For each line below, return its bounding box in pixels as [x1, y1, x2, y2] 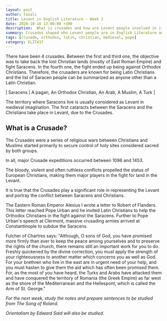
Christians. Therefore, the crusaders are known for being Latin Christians [5, 69, 155, 75]
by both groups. [5, 148, 39, 154]
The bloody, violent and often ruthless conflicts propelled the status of [5, 167, 149, 173]
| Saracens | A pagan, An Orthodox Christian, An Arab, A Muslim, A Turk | [5, 89, 155, 95]
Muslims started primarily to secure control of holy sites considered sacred [5, 142, 159, 148]
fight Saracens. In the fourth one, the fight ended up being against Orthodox [5, 64, 162, 70]
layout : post [5, 7, 33, 12]
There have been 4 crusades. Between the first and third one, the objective [5, 53, 159, 59]
